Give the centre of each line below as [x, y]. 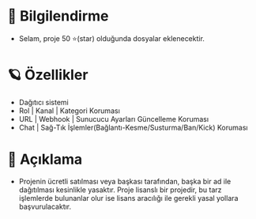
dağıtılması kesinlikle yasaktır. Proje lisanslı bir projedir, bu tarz [120, 190]
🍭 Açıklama [45, 159]
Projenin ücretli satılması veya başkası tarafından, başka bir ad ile [125, 181]
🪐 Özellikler [48, 75]
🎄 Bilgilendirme [58, 16]
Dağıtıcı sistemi [43, 102]
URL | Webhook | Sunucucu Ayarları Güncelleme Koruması [114, 119]
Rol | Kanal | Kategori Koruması [69, 111]
